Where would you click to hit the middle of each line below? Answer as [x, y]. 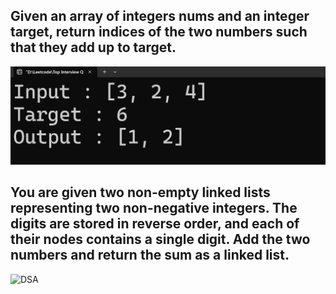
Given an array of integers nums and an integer [160, 16]
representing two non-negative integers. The [154, 208]
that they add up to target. [93, 47]
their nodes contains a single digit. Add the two [160, 239]
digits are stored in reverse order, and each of [155, 224]
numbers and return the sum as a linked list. [150, 255]
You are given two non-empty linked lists [140, 192]
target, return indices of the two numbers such [159, 32]
